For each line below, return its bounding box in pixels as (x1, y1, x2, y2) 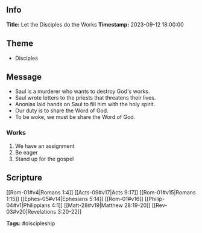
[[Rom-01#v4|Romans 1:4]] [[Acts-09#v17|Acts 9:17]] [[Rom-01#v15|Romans (6, 188, 196, 196)
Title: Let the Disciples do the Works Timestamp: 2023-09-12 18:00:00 (6, 21, 184, 28)
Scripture (6, 173, 42, 183)
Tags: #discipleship (6, 220, 55, 227)
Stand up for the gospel (14, 155, 74, 162)
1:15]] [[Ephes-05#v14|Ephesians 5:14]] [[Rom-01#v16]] (6, 195, 144, 202)
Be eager (14, 148, 38, 156)
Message (6, 72, 42, 82)
